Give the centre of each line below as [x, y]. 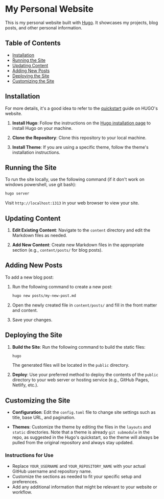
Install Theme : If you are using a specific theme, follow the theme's [80, 147]
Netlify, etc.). [25, 385]
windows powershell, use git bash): [41, 185]
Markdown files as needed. [40, 236]
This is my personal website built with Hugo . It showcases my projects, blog [82, 23]
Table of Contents [33, 43]
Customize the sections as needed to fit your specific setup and [77, 476]
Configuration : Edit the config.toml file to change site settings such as [84, 412]
